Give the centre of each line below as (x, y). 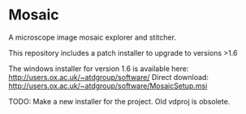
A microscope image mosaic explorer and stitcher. (93, 37)
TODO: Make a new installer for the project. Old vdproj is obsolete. (119, 101)
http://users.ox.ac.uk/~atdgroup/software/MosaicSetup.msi (108, 86)
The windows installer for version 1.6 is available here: (99, 68)
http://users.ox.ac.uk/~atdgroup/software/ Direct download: (109, 77)
